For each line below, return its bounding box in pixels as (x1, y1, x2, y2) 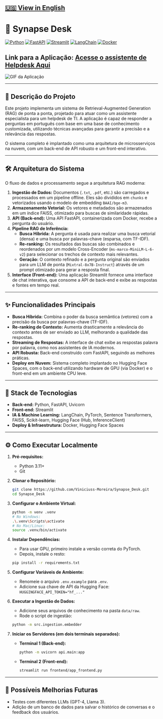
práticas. (12, 355, 30, 361)
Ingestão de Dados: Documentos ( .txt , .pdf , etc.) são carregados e (12, 189, 149, 195)
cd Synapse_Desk (12, 492, 45, 496)
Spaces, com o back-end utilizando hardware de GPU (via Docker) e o (12, 365, 153, 371)
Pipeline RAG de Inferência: (12, 225, 69, 231)
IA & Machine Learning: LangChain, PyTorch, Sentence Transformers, (12, 412, 153, 418)
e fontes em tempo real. (12, 282, 60, 288)
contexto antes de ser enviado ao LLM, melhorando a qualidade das (12, 329, 148, 335)
